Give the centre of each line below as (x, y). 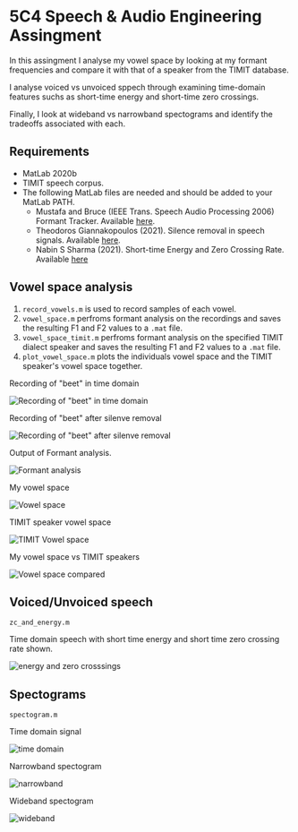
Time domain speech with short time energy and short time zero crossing (145, 639)
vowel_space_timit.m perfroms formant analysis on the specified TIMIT (153, 337)
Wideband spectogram (51, 801)
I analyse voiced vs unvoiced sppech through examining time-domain (137, 87)
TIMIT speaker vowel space (60, 522)
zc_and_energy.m (39, 623)
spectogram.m (34, 715)
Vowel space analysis (71, 287)
